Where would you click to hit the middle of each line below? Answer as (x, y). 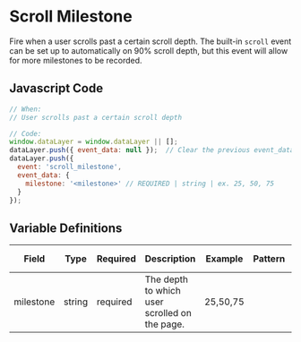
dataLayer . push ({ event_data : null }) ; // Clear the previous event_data (152, 150)
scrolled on (168, 313)
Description (170, 259)
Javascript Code (56, 88)
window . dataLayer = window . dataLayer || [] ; (94, 142)
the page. (165, 324)
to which (163, 291)
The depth (166, 279)
